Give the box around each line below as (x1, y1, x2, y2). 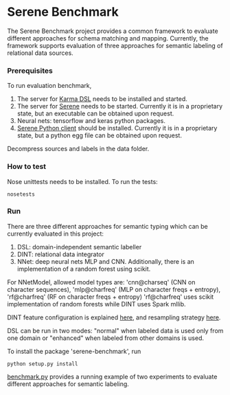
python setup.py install (7, 360, 78, 368)
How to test (7, 162, 47, 172)
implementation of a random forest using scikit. (16, 264, 151, 273)
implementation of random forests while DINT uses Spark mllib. (7, 300, 187, 308)
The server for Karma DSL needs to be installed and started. (16, 95, 187, 103)
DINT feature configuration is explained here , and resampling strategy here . (7, 313, 221, 321)
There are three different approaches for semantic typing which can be (7, 222, 208, 230)
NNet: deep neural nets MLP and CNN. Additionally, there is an (16, 257, 194, 265)
